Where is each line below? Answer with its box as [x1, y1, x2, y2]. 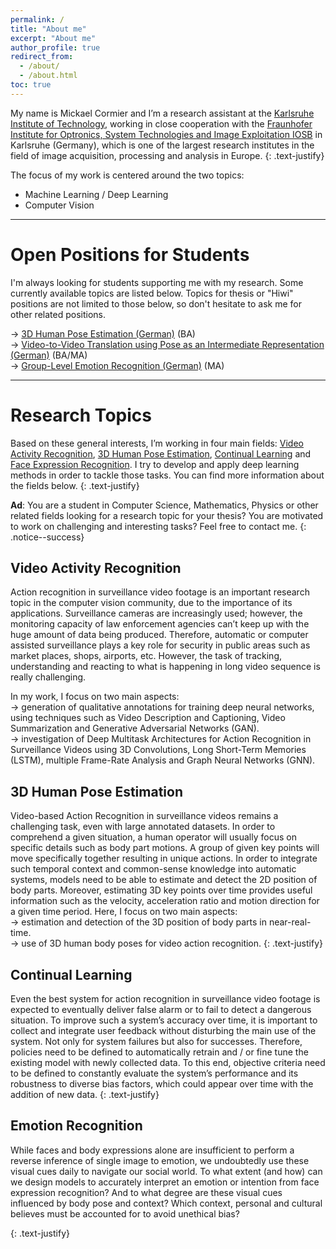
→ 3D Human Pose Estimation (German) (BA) [10, 327, 196, 340]
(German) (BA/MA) [10, 349, 88, 361]
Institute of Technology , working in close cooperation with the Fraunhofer [10, 117, 313, 130]
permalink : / [10, 14, 65, 25]
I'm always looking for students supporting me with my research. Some [10, 276, 304, 288]
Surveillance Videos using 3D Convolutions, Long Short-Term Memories [10, 744, 307, 756]
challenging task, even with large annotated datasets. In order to [10, 821, 276, 833]
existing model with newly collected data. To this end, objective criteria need [10, 1057, 326, 1069]
